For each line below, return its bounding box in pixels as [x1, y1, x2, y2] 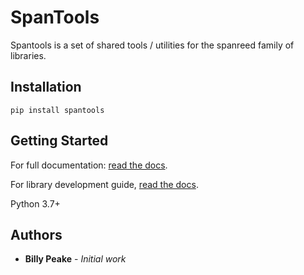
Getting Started [10, 132, 109, 150]
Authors [10, 226, 63, 243]
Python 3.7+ [10, 197, 61, 210]
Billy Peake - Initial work [24, 253, 127, 265]
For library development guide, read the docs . [10, 178, 199, 190]
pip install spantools [10, 105, 105, 115]
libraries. [10, 49, 47, 61]
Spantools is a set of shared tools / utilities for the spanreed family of [10, 39, 295, 51]
